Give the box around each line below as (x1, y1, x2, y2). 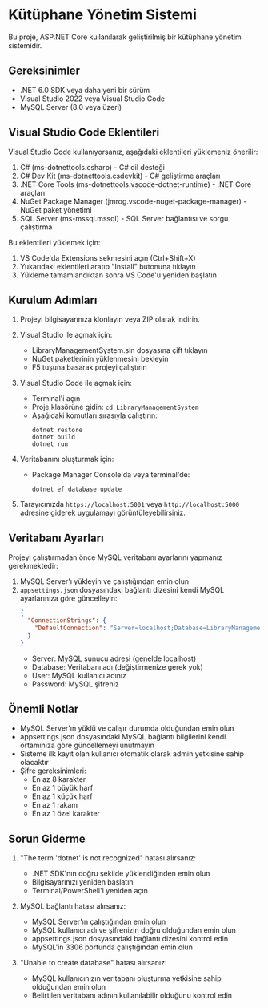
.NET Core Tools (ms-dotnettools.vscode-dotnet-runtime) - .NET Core (19, 179, 252, 189)
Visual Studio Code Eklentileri (8, 126, 160, 140)
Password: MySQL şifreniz (31, 679, 120, 689)
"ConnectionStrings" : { (27, 617, 106, 625)
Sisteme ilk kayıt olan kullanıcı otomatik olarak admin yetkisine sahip (19, 749, 245, 759)
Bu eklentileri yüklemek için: (8, 237, 101, 247)
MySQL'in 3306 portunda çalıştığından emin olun (31, 942, 194, 952)
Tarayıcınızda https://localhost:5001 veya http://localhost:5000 (19, 500, 240, 509)
